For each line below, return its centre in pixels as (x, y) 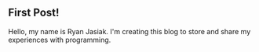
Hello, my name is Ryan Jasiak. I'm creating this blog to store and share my (129, 31)
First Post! (34, 13)
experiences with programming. (60, 40)
